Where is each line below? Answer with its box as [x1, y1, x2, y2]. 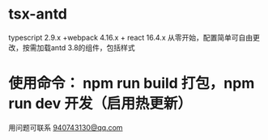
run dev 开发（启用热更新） [8, 95, 193, 113]
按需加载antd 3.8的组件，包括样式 [22, 42, 135, 53]
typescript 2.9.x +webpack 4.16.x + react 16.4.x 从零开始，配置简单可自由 [8, 32, 253, 42]
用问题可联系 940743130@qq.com [8, 122, 123, 132]
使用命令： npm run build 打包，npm [8, 74, 255, 93]
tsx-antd [8, 5, 67, 23]
